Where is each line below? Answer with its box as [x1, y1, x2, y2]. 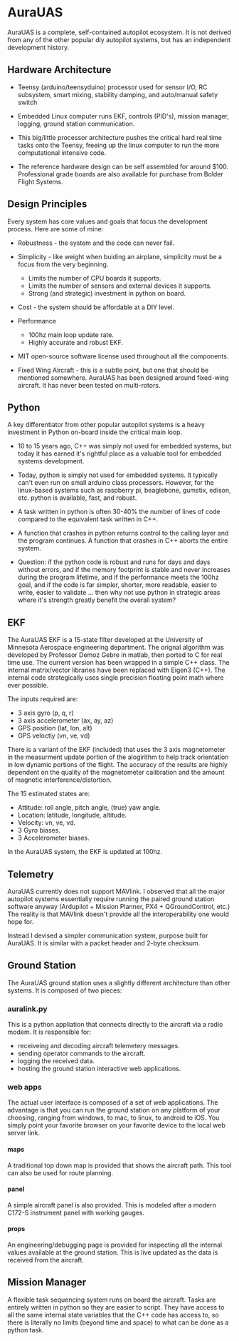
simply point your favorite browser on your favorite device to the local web [7, 1121, 226, 1130]
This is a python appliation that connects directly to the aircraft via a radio [7, 1020, 223, 1029]
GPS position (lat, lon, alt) [17, 724, 92, 733]
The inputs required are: [7, 695, 78, 703]
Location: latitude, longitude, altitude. [17, 811, 127, 820]
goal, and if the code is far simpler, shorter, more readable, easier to [17, 581, 217, 589]
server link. [7, 1129, 41, 1137]
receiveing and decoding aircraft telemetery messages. [17, 1042, 180, 1050]
